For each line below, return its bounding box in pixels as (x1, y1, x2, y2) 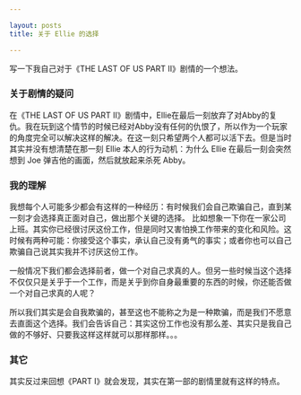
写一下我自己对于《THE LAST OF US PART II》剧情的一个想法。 (9, 63, 244, 74)
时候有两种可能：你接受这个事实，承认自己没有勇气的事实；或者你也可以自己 (9, 235, 292, 246)
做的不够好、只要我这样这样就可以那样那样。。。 (9, 329, 182, 340)
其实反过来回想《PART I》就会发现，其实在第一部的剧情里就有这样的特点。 (9, 376, 285, 387)
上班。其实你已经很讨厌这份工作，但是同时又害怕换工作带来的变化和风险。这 (9, 224, 292, 234)
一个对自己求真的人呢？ (9, 288, 96, 299)
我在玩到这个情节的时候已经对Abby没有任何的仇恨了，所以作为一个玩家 (24, 120, 288, 131)
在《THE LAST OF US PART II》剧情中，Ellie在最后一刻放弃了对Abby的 (9, 110, 270, 120)
